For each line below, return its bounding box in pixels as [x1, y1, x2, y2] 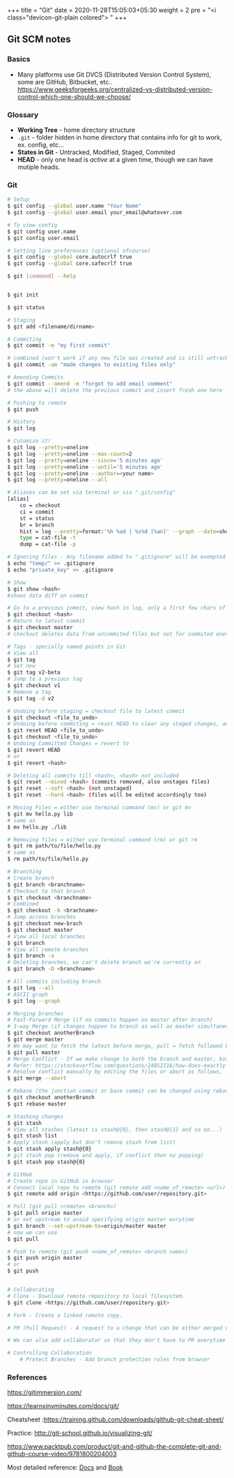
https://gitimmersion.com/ [7, 1388, 82, 1397]
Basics [7, 54, 31, 64]
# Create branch [7, 875, 54, 882]
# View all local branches [7, 933, 86, 940]
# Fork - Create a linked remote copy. [7, 1311, 123, 1319]
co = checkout [19, 502, 61, 509]
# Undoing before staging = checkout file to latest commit [7, 707, 186, 714]
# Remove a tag [7, 688, 52, 695]
